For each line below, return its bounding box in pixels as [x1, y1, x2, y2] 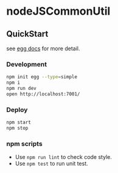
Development [6, 60, 47, 68]
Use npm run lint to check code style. [15, 153, 113, 161]
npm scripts [6, 139, 43, 148]
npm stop [6, 125, 29, 131]
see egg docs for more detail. [6, 45, 80, 52]
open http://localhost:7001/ [6, 90, 80, 97]
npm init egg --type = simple [6, 74, 78, 80]
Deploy [6, 105, 28, 114]
